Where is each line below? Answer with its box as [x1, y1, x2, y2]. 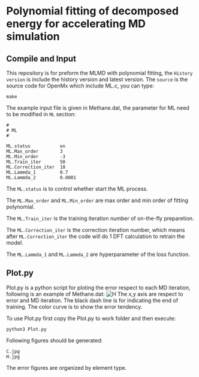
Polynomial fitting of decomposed [6, 4, 179, 18]
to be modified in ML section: [6, 111, 76, 117]
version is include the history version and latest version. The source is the [6, 76, 188, 83]
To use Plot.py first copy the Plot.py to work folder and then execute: [6, 315, 176, 322]
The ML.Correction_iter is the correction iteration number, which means [6, 227, 185, 233]
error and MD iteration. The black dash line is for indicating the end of [6, 297, 179, 304]
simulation [6, 30, 60, 43]
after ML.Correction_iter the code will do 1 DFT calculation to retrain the [6, 233, 185, 240]
